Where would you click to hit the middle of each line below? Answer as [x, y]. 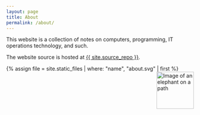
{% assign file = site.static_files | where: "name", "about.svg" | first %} [93, 69]
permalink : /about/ [30, 23]
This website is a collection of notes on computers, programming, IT [90, 40]
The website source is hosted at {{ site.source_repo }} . [73, 57]
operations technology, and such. [47, 46]
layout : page [22, 12]
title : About [22, 17]
